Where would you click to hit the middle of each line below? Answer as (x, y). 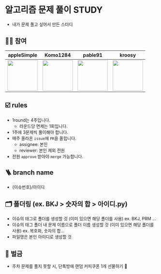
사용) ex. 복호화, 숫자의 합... (38, 231)
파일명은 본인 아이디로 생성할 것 (42, 237)
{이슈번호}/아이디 (28, 187)
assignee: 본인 (33, 144)
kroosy (128, 55)
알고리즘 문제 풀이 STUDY (54, 10)
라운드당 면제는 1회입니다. (43, 126)
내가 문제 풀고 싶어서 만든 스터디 (42, 24)
